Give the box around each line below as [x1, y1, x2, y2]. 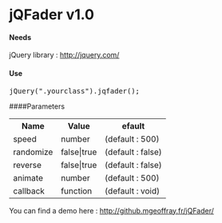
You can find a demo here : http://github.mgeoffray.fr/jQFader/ [9, 205, 215, 215]
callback [13, 185, 45, 197]
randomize [13, 146, 54, 157]
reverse [13, 159, 42, 170]
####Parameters [9, 102, 65, 111]
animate [13, 172, 43, 183]
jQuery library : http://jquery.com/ [9, 50, 120, 60]
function [60, 185, 93, 197]
